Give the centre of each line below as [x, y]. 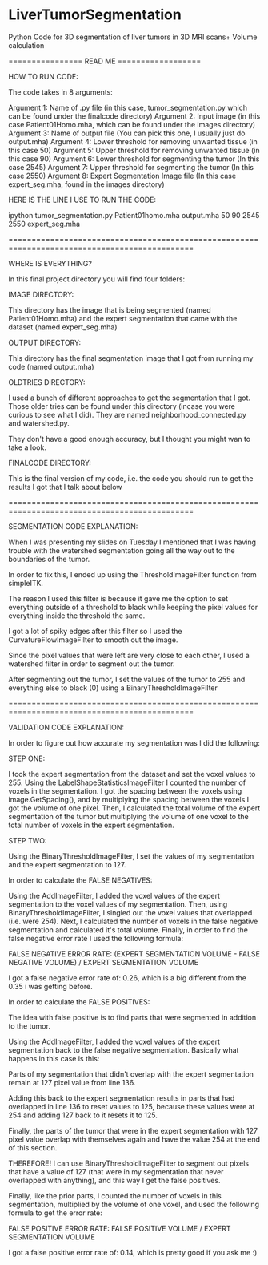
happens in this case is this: [54, 1058]
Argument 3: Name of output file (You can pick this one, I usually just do [127, 133]
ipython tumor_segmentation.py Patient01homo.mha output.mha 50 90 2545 [134, 215]
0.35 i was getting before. [51, 986]
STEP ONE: [27, 758]
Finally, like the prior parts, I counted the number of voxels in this [115, 1195]
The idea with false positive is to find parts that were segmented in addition [132, 1017]
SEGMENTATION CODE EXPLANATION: [73, 526]
